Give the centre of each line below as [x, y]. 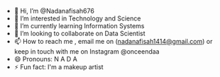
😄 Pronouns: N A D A [46, 59]
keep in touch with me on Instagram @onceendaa [87, 52]
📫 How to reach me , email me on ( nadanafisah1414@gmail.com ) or [113, 41]
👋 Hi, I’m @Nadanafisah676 [54, 11]
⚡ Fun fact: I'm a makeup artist [59, 67]
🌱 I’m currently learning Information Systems [79, 26]
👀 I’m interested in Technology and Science [77, 18]
